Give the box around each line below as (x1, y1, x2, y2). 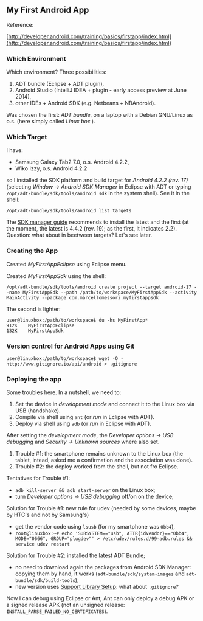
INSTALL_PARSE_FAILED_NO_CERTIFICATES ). (6, 608, 108, 615)
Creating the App (6, 246, 58, 255)
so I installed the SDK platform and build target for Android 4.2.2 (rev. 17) (6, 176, 188, 184)
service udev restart (15, 541, 70, 547)
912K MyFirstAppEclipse (6, 322, 75, 328)
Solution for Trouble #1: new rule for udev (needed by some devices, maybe (6, 505, 196, 512)
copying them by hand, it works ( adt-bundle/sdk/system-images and (15, 570, 185, 577)
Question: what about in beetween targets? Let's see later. (6, 231, 153, 239)
